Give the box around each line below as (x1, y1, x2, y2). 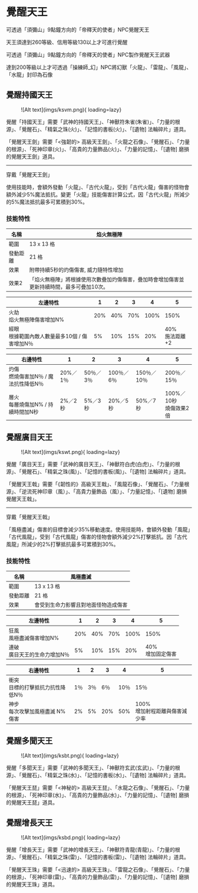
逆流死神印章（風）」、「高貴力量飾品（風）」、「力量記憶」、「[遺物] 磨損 (21, 488, 187, 495)
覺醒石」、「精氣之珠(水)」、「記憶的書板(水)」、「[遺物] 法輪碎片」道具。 (21, 771, 190, 778)
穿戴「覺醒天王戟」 (6, 513, 53, 520)
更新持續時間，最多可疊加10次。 (29, 283, 109, 290)
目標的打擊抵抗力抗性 (8, 684, 61, 691)
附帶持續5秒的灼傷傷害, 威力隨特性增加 (29, 266, 124, 273)
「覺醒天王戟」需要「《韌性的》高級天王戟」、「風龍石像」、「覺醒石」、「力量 (6, 480, 184, 488)
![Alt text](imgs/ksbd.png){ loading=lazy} (21, 833, 121, 841)
